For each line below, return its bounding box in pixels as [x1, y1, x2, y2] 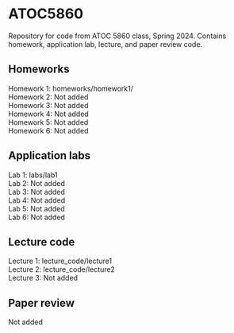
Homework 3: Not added [8, 100, 89, 110]
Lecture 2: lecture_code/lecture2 [8, 265, 115, 274]
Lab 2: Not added [8, 178, 65, 188]
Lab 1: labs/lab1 [8, 170, 58, 180]
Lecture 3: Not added [8, 273, 78, 283]
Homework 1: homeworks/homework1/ [8, 83, 133, 93]
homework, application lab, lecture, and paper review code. [8, 39, 203, 48]
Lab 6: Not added [8, 212, 66, 222]
